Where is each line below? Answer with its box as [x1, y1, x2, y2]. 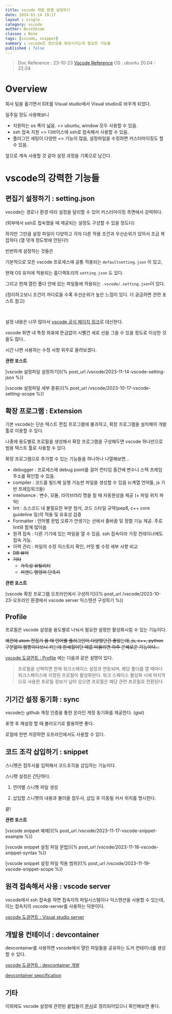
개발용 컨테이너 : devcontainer [5, 931, 99, 939]
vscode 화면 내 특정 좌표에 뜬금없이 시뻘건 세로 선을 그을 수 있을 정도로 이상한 [5, 329, 161, 335]
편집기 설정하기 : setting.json [5, 194, 95, 203]
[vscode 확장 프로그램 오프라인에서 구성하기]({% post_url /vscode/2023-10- [5, 591, 161, 597]
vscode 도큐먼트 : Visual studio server [5, 914, 84, 920]
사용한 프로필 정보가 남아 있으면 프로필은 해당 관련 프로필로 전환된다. [27, 679, 164, 685]
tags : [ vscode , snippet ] [5, 36, 58, 41]
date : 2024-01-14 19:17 [5, 12, 56, 17]
